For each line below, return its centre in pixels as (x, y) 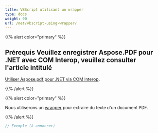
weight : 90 (16, 19)
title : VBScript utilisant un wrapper (44, 9)
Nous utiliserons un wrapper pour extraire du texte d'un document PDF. (77, 108)
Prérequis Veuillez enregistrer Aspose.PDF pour (79, 52)
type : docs (16, 14)
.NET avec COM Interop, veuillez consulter (71, 60)
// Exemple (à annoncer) (30, 126)
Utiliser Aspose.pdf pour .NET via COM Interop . (53, 79)
